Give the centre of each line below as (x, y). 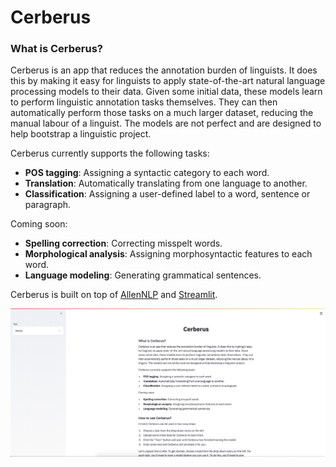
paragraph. (48, 205)
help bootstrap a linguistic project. (81, 134)
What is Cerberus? (56, 49)
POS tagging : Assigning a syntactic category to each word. (147, 173)
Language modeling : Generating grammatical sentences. (143, 275)
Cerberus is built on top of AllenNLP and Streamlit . (114, 295)
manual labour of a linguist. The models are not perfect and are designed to (166, 123)
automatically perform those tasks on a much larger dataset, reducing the (162, 113)
